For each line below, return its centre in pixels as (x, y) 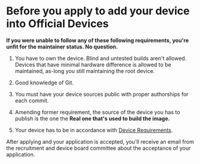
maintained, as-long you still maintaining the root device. (85, 71)
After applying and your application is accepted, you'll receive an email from (100, 141)
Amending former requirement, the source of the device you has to (98, 112)
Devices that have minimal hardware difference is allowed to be (93, 65)
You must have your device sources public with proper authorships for (101, 94)
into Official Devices (57, 24)
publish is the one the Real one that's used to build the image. (92, 119)
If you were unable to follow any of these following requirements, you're (98, 40)
